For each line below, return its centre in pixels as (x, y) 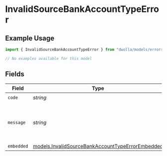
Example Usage (30, 38)
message (17, 122)
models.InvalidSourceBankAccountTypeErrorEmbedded (98, 146)
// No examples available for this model (49, 58)
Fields (15, 74)
